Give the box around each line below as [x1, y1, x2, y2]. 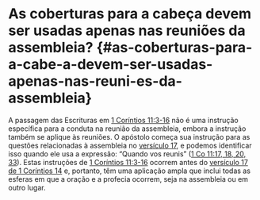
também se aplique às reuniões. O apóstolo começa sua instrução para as [8, 132, 250, 141]
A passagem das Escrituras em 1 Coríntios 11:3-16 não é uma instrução [8, 115, 239, 125]
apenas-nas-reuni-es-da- [8, 72, 182, 90]
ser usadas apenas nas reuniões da [8, 21, 246, 40]
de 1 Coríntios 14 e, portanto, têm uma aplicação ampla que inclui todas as [8, 166, 251, 175]
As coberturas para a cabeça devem [8, 5, 252, 23]
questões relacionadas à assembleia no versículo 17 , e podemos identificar [8, 140, 252, 150]
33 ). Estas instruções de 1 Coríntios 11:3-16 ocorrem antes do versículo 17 [8, 157, 248, 167]
